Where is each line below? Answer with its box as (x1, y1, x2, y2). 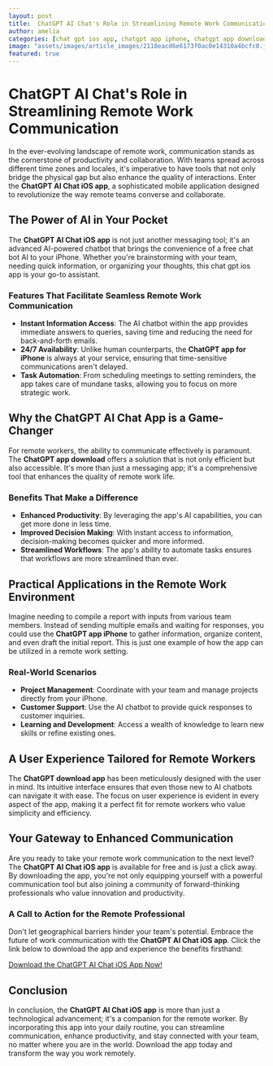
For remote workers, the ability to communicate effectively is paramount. (8, 445, 252, 455)
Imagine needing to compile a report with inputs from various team (8, 612, 232, 621)
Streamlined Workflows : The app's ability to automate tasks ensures (19, 545, 252, 555)
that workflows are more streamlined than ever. (19, 554, 179, 564)
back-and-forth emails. (19, 336, 97, 346)
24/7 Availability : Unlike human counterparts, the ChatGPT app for (19, 344, 246, 354)
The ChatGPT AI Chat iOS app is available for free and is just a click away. (8, 862, 258, 871)
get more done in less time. (19, 519, 112, 529)
